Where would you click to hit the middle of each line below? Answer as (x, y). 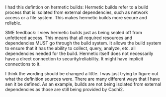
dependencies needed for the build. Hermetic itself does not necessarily (79, 53)
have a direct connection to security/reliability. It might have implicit (74, 59)
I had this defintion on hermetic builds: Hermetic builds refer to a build (77, 7)
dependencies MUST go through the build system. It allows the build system (83, 43)
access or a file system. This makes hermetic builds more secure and (76, 18)
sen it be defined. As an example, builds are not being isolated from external (83, 84)
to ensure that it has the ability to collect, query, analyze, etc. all (70, 48)
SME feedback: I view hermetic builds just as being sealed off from (74, 32)
